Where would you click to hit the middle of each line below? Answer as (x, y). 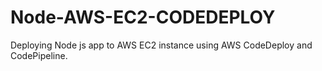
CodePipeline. (39, 55)
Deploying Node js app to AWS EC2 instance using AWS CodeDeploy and (161, 45)
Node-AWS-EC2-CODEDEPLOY (143, 17)
